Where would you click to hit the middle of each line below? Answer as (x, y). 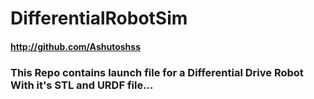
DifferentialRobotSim (99, 18)
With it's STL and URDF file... (82, 85)
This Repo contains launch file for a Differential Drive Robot (157, 72)
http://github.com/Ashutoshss (75, 46)
